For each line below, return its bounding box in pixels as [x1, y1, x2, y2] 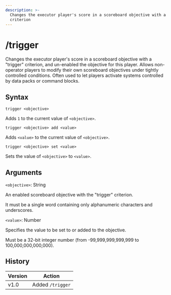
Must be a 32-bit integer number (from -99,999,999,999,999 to [5, 237, 139, 243]
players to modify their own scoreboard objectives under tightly [25, 67, 159, 73]
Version [8, 272, 28, 280]
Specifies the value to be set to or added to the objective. [5, 227, 126, 233]
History [5, 257, 30, 266]
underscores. [5, 207, 33, 213]
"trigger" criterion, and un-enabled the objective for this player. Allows [5, 62, 154, 68]
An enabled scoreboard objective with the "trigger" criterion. [5, 191, 133, 198]
